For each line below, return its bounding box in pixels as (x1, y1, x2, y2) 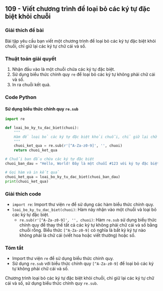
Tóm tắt (5, 244, 24, 251)
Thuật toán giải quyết (5, 55, 57, 62)
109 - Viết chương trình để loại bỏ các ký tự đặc (5, 5, 150, 13)
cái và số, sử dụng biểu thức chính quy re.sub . (5, 280, 98, 286)
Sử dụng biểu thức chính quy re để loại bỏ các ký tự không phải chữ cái (12, 71, 155, 77)
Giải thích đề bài (5, 27, 44, 34)
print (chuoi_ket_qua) (5, 179, 49, 184)
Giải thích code (5, 190, 41, 197)
